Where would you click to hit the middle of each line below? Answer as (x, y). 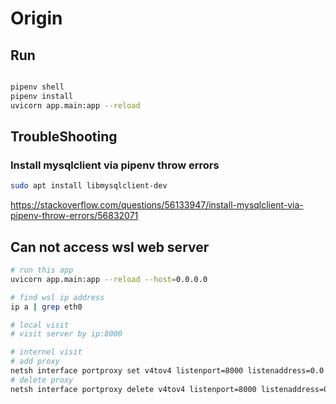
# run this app (42, 270)
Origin (36, 18)
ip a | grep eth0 (46, 307)
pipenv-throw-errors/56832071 (74, 216)
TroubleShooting (64, 137)
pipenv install (42, 96)
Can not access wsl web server (110, 247)
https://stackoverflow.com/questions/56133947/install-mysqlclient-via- (157, 205)
